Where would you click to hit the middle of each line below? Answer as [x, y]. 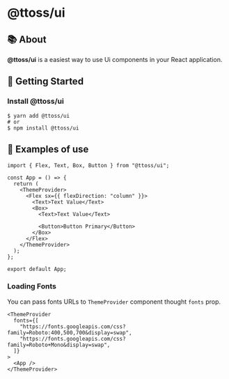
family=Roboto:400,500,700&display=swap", [70, 332]
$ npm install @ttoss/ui [43, 128]
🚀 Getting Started [46, 82]
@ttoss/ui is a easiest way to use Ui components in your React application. [115, 60]
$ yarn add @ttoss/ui [39, 116]
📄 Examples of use [48, 149]
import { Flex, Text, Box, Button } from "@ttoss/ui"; [88, 165]
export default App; [37, 269]
